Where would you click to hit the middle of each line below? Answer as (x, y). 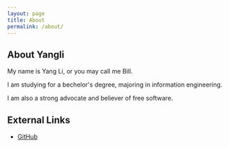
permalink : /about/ (35, 26)
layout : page (26, 14)
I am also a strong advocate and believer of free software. (90, 98)
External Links (39, 120)
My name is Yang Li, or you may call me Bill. (70, 71)
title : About (26, 20)
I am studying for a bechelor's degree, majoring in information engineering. (115, 85)
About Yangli (36, 54)
